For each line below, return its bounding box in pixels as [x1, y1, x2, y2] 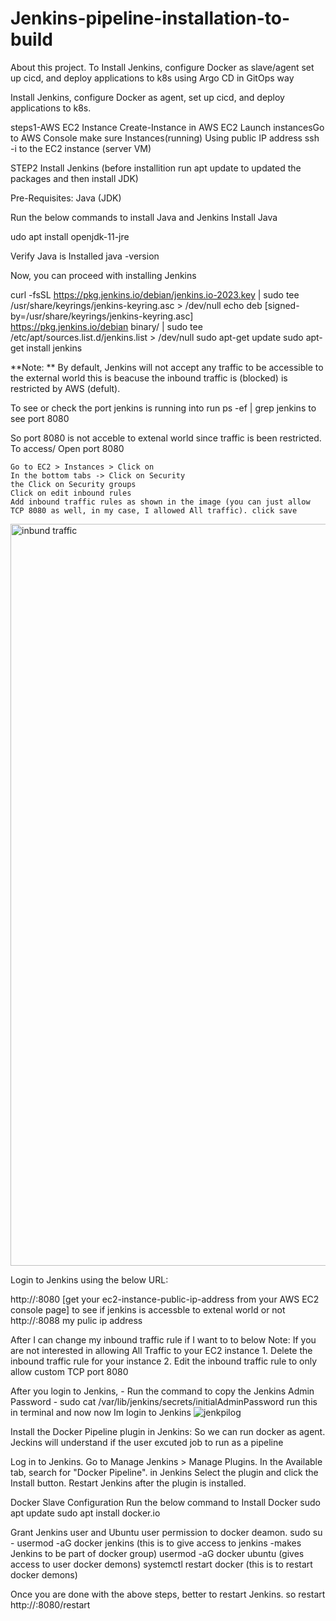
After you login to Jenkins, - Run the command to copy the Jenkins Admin [10, 1385, 315, 1397]
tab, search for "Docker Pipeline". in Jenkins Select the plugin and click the [10, 1466, 319, 1478]
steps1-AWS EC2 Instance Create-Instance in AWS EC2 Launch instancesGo [10, 121, 325, 133]
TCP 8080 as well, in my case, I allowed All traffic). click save [10, 505, 298, 516]
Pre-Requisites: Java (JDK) [10, 192, 122, 204]
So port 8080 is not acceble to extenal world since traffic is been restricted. [10, 432, 322, 444]
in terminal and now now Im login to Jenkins [10, 1406, 192, 1418]
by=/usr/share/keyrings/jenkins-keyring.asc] [10, 310, 194, 322]
